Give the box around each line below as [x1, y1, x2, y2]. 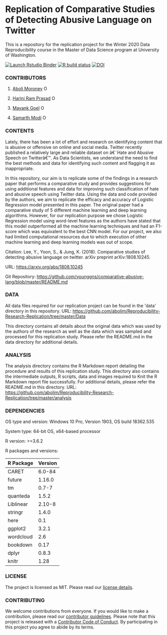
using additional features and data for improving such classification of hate [5, 185, 159, 191]
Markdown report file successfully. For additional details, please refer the [5, 379, 156, 385]
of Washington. [5, 52, 36, 58]
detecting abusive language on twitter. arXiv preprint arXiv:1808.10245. [5, 254, 151, 260]
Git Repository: [5, 273, 36, 279]
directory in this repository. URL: [5, 308, 72, 314]
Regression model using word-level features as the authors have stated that [5, 218, 161, 224]
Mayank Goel [12, 105, 40, 111]
